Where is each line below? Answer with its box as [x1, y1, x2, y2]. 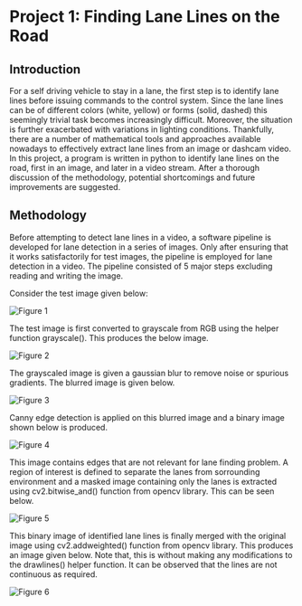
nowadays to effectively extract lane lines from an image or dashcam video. [9, 143, 292, 154]
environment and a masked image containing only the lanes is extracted [9, 476, 278, 487]
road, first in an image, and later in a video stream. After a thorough [9, 163, 260, 173]
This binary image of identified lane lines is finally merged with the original [9, 530, 287, 541]
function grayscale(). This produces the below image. [9, 332, 210, 343]
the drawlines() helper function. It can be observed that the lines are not [9, 559, 278, 570]
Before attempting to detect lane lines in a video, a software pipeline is [9, 232, 271, 242]
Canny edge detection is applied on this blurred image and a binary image [9, 412, 285, 422]
